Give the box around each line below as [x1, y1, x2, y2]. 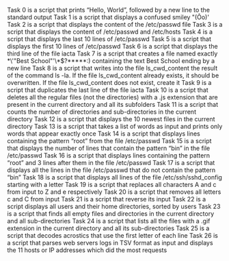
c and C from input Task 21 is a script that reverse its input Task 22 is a [7, 195, 206, 203]
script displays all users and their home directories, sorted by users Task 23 [7, 202, 221, 210]
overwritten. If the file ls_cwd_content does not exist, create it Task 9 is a [7, 79, 212, 86]
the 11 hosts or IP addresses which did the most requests [7, 246, 167, 254]
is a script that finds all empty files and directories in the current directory [7, 210, 215, 218]
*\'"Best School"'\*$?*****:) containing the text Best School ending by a [7, 57, 215, 64]
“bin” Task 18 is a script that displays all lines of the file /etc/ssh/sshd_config [7, 173, 222, 181]
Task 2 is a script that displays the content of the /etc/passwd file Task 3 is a [7, 21, 223, 28]
